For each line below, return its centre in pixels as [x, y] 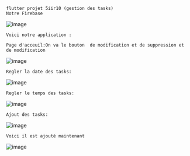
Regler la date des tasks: [39, 72]
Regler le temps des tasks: [40, 93]
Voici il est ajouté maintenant [45, 136]
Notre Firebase [25, 13]
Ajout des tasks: [27, 115]
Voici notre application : [39, 35]
